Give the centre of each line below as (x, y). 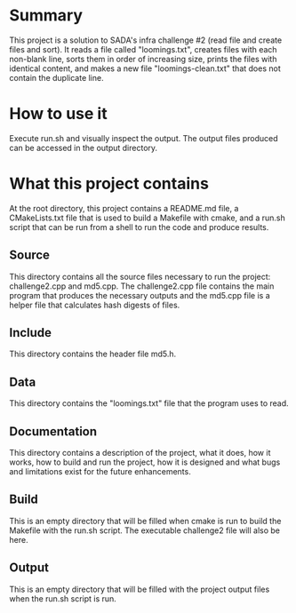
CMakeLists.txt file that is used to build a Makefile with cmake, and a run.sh (148, 218)
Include (30, 333)
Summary (46, 16)
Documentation (53, 431)
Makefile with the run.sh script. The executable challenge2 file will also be (144, 530)
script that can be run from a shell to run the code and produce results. (139, 227)
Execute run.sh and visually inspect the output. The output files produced (144, 138)
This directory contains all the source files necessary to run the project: (140, 276)
